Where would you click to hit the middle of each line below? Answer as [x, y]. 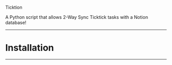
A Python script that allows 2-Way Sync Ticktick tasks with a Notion [77, 17]
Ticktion [14, 7]
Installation [30, 48]
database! [16, 23]
